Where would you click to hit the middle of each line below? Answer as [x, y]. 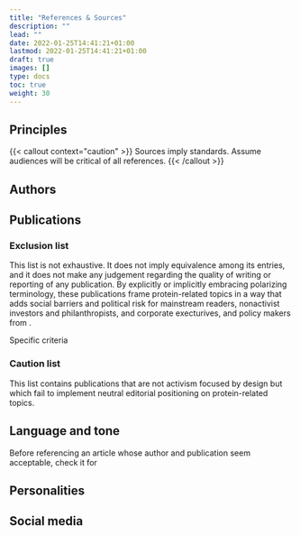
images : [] [30, 69]
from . [20, 323]
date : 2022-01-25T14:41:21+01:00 [72, 43]
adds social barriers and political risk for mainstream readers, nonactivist [145, 304]
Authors [33, 189]
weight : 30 [30, 93]
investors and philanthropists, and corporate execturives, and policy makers [150, 313]
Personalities [47, 490]
